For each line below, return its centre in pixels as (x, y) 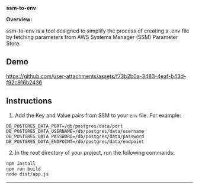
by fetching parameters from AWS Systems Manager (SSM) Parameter (92, 37)
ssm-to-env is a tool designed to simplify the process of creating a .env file (98, 31)
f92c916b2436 (24, 82)
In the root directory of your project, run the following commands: (94, 152)
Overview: (19, 19)
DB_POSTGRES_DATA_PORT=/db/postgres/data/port (65, 126)
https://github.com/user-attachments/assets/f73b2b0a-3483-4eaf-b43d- (96, 76)
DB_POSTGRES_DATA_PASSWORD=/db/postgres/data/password (75, 136)
